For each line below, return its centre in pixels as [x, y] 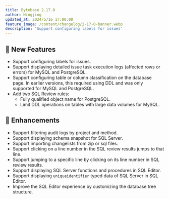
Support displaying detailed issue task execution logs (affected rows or [86, 67]
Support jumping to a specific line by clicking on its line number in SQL [86, 160]
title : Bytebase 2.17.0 [30, 10]
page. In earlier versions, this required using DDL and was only [78, 83]
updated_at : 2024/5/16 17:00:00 [39, 19]
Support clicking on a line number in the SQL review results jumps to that [88, 149]
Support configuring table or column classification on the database [82, 77]
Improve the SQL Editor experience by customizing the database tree [84, 186]
